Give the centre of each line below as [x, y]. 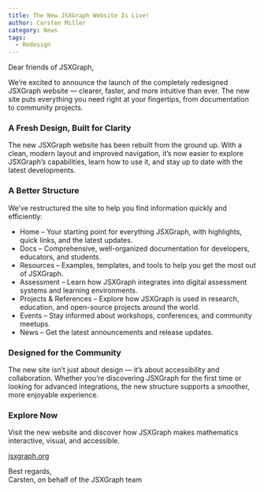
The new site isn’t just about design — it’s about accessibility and [114, 370]
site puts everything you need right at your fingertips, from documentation [129, 99]
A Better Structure [44, 191]
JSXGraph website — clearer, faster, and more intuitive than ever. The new [129, 91]
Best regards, [30, 471]
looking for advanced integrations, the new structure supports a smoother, [129, 386]
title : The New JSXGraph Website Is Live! [79, 15]
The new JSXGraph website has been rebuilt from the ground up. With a [125, 145]
